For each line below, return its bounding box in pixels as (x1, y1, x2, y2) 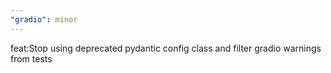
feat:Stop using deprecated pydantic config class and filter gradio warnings (10, 42, 322, 54)
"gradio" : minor (10, 14, 78, 25)
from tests (10, 52, 53, 65)
